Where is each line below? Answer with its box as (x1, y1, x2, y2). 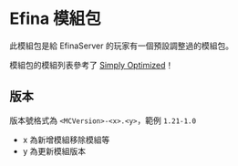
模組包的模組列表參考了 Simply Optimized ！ (9, 59, 174, 70)
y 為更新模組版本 (22, 145, 87, 156)
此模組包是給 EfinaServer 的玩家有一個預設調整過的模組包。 (9, 40, 234, 51)
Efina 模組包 (9, 8, 102, 29)
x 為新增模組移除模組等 (22, 134, 110, 145)
